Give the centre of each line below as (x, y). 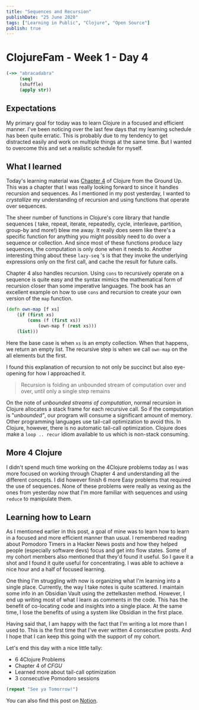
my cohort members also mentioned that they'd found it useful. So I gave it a (100, 557)
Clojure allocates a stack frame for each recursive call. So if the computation (100, 409)
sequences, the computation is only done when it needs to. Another (89, 249)
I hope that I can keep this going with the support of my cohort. (83, 636)
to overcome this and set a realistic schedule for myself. (75, 148)
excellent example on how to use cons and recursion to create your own (94, 292)
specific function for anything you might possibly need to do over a (88, 237)
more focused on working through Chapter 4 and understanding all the (93, 473)
